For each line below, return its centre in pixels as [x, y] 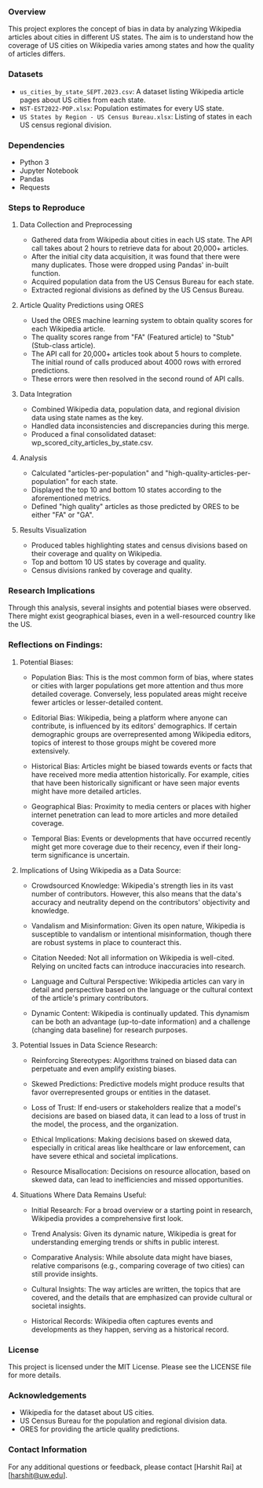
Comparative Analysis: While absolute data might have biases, [132, 1257]
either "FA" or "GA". [62, 515]
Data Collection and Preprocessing [76, 225]
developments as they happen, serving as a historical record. [130, 1329]
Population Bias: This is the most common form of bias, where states [142, 677]
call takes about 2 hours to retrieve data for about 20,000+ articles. [140, 248]
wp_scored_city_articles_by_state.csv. [92, 443]
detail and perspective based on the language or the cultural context [142, 989]
